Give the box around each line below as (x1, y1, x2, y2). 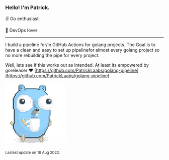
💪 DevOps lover (5, 27, 38, 34)
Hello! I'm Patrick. (5, 4, 50, 11)
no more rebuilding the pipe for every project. (5, 52, 100, 59)
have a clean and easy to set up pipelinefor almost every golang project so (5, 47, 160, 53)
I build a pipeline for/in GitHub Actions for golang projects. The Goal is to (5, 42, 156, 48)
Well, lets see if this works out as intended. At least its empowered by (5, 62, 149, 68)
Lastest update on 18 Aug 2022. (5, 150, 60, 155)
